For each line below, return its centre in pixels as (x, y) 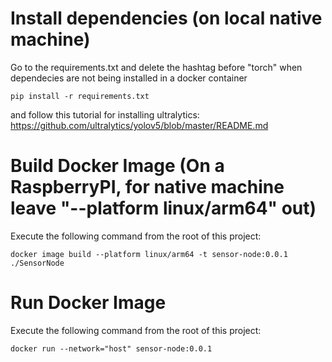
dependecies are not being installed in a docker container (129, 78)
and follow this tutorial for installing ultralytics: (105, 114)
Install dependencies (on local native (166, 18)
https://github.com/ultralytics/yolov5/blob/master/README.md (139, 125)
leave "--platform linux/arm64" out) (163, 208)
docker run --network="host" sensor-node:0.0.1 (111, 348)
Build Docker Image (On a (117, 166)
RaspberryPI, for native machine (147, 187)
